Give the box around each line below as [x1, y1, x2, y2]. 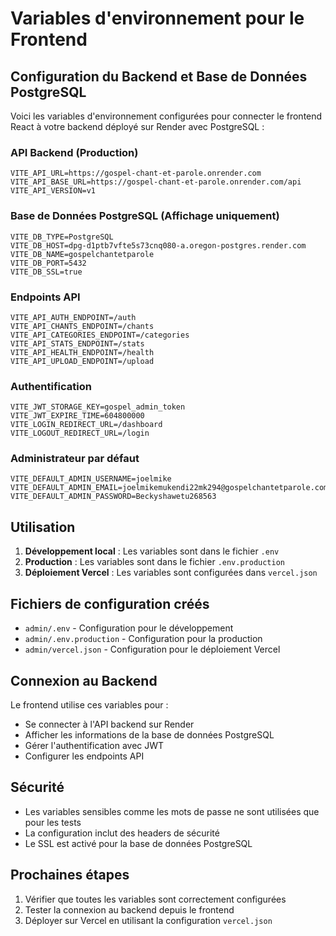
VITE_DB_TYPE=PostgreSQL [10, 232, 114, 242]
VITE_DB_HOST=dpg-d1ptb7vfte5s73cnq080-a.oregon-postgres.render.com [10, 240, 307, 251]
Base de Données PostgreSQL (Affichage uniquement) [10, 209, 280, 223]
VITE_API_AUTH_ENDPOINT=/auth [10, 312, 137, 322]
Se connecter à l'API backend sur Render [24, 718, 195, 730]
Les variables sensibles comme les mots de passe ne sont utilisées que [24, 805, 320, 817]
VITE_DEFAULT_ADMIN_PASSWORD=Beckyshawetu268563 [10, 492, 217, 502]
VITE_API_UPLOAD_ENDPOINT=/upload [10, 356, 155, 366]
